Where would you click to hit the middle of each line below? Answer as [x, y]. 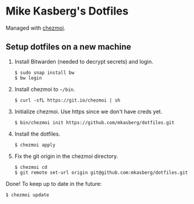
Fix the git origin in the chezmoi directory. [66, 156]
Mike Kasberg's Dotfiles [67, 11]
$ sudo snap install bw [44, 73]
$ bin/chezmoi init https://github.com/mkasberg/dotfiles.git [94, 122]
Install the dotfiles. [37, 134]
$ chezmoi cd [31, 167]
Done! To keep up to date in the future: [54, 183]
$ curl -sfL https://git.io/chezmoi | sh [67, 100]
